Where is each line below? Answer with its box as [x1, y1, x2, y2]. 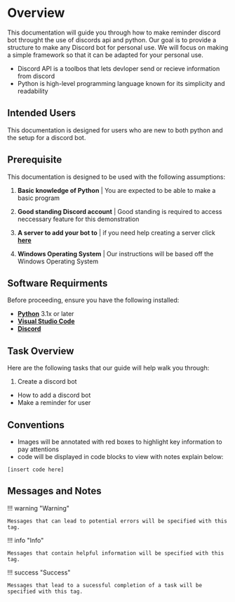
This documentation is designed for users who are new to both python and [7, 125, 223, 134]
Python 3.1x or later [17, 310, 74, 318]
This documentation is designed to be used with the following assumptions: [7, 173, 226, 181]
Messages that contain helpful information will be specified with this [7, 549, 224, 557]
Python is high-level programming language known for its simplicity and [17, 79, 226, 87]
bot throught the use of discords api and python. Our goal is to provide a [7, 35, 217, 44]
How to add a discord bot [17, 391, 91, 399]
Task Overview [7, 345, 74, 357]
